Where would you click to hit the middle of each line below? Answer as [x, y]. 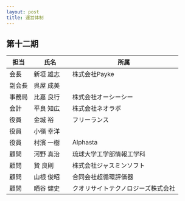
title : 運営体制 [25, 18]
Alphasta [85, 143]
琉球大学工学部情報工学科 [109, 154]
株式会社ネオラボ [97, 108]
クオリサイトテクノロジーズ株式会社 [124, 188]
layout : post [23, 12]
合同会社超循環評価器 [103, 177]
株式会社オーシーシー [103, 97]
